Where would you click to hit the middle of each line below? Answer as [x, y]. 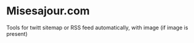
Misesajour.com [48, 11]
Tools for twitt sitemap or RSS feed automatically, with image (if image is [97, 27]
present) [17, 33]
